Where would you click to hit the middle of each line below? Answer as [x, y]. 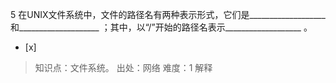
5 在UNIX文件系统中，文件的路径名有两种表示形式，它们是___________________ [168, 14]
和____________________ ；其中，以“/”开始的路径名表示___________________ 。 [161, 27]
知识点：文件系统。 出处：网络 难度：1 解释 [123, 67]
